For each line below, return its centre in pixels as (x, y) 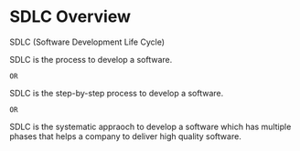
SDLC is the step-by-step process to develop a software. (117, 93)
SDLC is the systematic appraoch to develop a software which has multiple (150, 126)
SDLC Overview (70, 17)
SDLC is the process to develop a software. (91, 59)
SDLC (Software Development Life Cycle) (87, 42)
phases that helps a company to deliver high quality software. (126, 136)
